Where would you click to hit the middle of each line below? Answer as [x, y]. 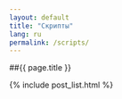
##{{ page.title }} [40, 68]
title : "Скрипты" [41, 26]
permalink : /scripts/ [49, 42]
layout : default [39, 17]
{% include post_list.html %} [61, 85]
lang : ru [25, 34]
